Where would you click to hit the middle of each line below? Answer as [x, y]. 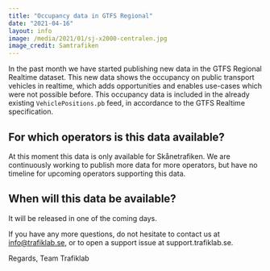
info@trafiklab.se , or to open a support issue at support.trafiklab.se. [121, 242]
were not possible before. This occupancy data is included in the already [129, 94]
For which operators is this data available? [117, 137]
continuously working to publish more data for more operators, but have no [133, 165]
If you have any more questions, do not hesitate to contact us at [114, 234]
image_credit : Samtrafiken [54, 46]
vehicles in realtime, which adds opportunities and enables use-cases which [135, 86]
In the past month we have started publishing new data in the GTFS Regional [135, 69]
